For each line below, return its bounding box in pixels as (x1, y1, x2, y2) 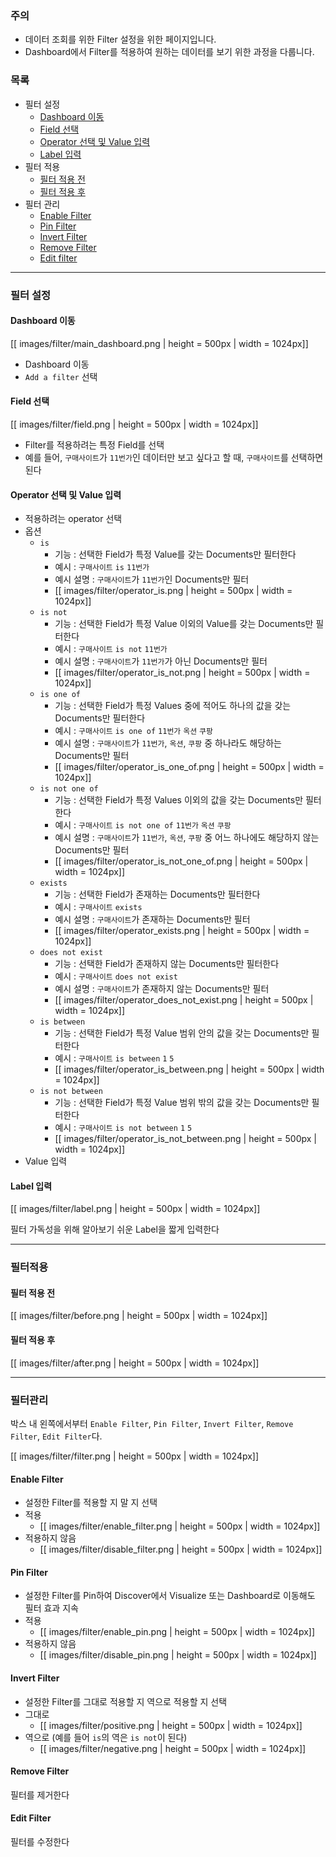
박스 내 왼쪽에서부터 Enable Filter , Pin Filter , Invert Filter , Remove (10, 1417, 294, 1429)
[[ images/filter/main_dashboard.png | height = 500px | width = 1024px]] (10, 337, 309, 349)
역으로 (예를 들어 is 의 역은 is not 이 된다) (24, 1731, 188, 1743)
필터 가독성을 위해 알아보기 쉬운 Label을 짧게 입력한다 (10, 1223, 220, 1236)
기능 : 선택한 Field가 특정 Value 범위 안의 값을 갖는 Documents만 (54, 1027, 310, 1039)
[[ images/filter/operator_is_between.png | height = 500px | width (54, 1063, 325, 1076)
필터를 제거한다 (10, 1788, 70, 1801)
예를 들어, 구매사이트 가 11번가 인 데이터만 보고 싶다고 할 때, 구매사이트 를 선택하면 (24, 451, 324, 463)
